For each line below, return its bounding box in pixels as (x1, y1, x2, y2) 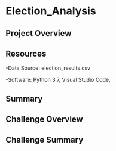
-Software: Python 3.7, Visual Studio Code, (5, 76, 111, 84)
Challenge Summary (5, 134, 84, 145)
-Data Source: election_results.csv (5, 64, 91, 72)
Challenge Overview (5, 114, 83, 125)
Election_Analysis (5, 4, 96, 18)
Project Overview (5, 28, 72, 39)
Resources (5, 48, 47, 58)
